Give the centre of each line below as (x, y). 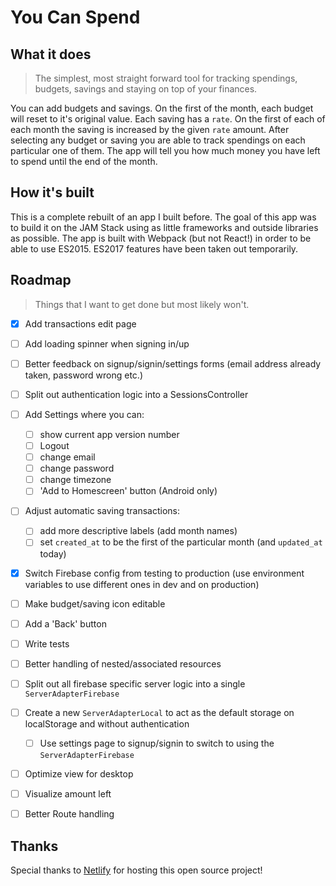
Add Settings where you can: (84, 414)
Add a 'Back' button (65, 623)
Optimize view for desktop (79, 774)
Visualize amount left (68, 794)
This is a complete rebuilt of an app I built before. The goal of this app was (163, 217)
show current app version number (109, 434)
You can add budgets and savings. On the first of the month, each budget (162, 108)
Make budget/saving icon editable (95, 603)
